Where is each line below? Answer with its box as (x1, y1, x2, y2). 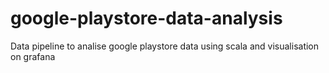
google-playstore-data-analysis (10, 7, 283, 30)
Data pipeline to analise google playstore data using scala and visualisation (10, 40, 320, 52)
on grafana (10, 50, 56, 62)
